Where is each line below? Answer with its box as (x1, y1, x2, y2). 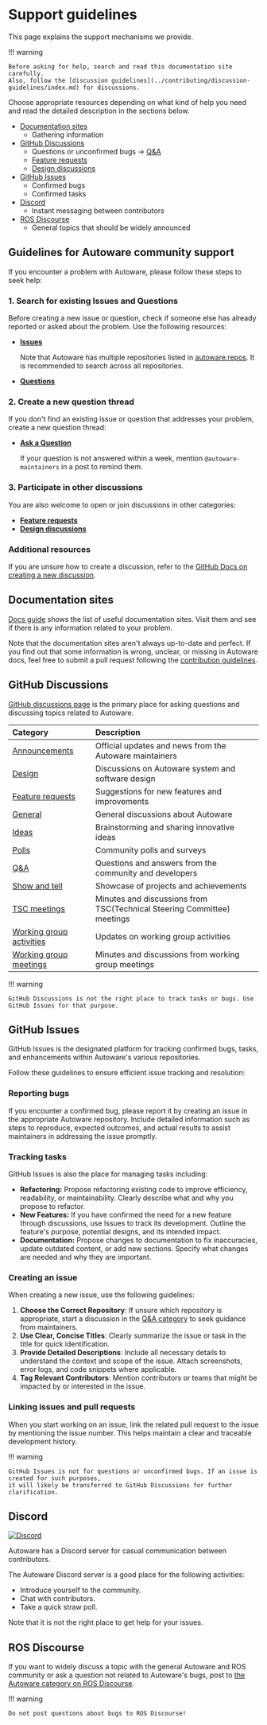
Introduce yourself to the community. (19, 1585, 141, 1595)
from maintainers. (19, 1323, 78, 1332)
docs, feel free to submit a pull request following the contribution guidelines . (8, 655, 258, 665)
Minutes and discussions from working (95, 949, 240, 960)
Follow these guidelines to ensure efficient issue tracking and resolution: (8, 1068, 246, 1078)
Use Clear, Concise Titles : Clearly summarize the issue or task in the (19, 1331, 246, 1341)
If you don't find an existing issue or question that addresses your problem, (8, 414, 254, 424)
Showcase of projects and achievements (95, 880, 247, 892)
